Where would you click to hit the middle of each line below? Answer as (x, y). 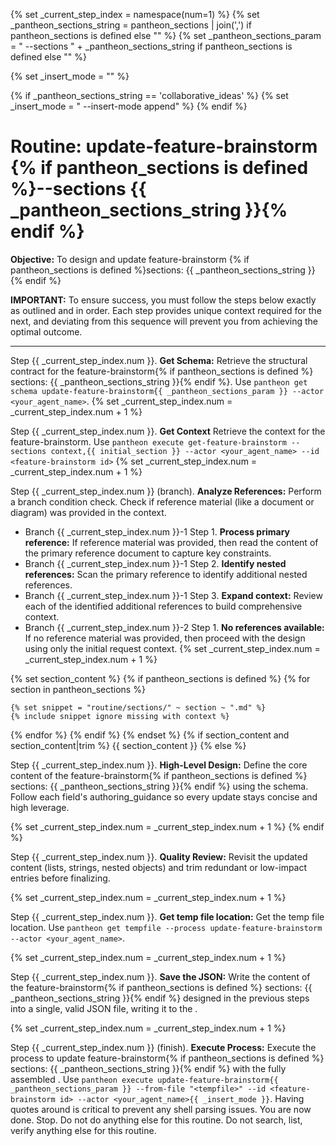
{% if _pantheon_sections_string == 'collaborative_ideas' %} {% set (149, 95)
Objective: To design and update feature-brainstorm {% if (130, 259)
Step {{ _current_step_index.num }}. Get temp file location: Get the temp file (167, 916)
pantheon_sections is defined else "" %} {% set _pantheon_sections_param (166, 35)
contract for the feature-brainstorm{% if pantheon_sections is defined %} (162, 371)
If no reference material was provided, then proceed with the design (165, 638)
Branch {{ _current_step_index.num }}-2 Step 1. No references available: (174, 627)
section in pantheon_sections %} (78, 689)
